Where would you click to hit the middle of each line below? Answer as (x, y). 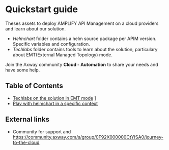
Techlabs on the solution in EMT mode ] (54, 98)
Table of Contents (34, 86)
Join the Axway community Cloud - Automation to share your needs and (82, 64)
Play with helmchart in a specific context (55, 103)
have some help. (23, 70)
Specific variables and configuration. (51, 44)
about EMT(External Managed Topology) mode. (63, 55)
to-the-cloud (26, 142)
